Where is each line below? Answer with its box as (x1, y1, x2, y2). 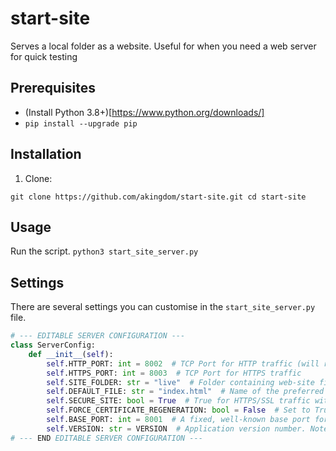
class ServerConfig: (10, 340, 97, 351)
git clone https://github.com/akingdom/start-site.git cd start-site (10, 192, 307, 202)
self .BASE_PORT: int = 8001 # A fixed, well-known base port (46, 415, 311, 425)
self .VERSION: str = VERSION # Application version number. (46, 423, 307, 434)
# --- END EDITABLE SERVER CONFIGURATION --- (10, 433, 203, 443)
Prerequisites (10, 80, 96, 97)
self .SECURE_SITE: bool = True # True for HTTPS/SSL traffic (46, 396, 311, 406)
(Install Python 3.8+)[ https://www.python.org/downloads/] (24, 106, 265, 118)
